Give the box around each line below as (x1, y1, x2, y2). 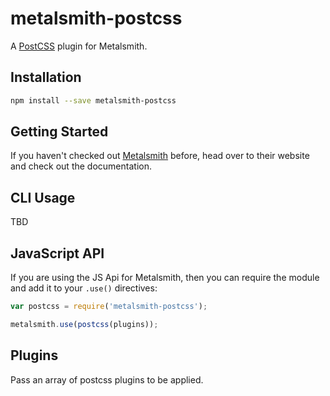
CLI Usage (10, 189, 76, 206)
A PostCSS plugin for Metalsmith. (10, 40, 148, 52)
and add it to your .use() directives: (10, 282, 158, 294)
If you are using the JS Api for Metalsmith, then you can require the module (10, 272, 320, 284)
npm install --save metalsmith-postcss (10, 95, 177, 106)
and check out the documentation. (10, 160, 152, 172)
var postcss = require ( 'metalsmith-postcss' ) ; (10, 302, 208, 312)
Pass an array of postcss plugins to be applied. (10, 373, 204, 386)
